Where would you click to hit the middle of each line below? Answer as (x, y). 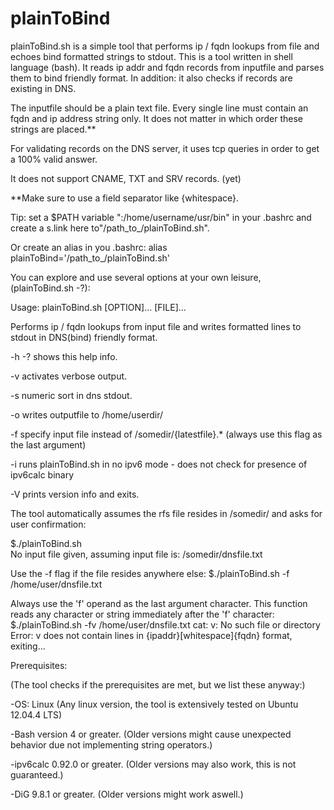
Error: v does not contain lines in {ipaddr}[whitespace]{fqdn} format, (151, 635)
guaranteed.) (37, 774)
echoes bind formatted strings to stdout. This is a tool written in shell (151, 56)
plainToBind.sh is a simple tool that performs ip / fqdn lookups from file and (165, 46)
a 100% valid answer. (54, 159)
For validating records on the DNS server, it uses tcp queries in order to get (165, 148)
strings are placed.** (53, 129)
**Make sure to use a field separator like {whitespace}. (125, 198)
